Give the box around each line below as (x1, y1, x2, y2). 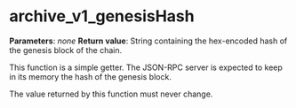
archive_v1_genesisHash (9, 6, 195, 27)
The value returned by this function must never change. (9, 89, 213, 99)
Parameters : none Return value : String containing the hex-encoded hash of (9, 35, 288, 46)
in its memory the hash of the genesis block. (9, 71, 172, 81)
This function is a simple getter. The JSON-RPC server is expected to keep (9, 62, 283, 73)
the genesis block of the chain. (9, 44, 123, 55)
